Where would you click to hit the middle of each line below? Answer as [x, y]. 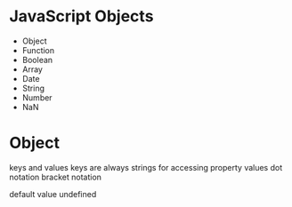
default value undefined [53, 194]
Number [37, 97]
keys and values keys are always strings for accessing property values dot [146, 167]
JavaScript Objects [81, 16]
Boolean [37, 60]
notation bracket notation [56, 177]
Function [38, 50]
